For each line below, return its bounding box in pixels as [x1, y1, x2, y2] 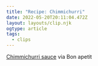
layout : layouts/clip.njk [6, 20, 71, 26]
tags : [6, 31, 20, 37]
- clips [11, 37, 31, 43]
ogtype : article [6, 25, 47, 32]
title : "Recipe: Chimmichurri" [6, 8, 85, 15]
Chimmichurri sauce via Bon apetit [6, 53, 93, 60]
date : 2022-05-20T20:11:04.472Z [6, 14, 88, 20]
